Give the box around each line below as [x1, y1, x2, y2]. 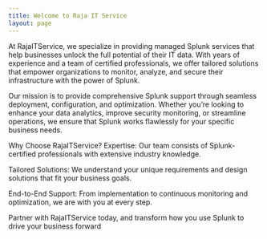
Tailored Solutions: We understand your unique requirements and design [8, 164, 248, 174]
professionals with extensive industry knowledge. [37, 149, 202, 159]
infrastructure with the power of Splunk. [8, 75, 140, 85]
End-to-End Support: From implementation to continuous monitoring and [8, 188, 249, 198]
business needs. [8, 125, 63, 135]
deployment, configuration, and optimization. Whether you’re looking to [8, 99, 245, 109]
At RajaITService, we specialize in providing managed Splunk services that [8, 41, 255, 51]
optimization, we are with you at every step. [8, 197, 152, 207]
